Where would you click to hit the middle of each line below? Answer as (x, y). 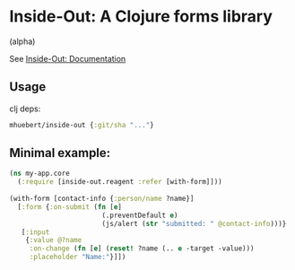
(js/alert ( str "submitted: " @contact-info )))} (194, 223)
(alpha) (22, 41)
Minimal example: (60, 153)
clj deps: (25, 109)
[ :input (35, 232)
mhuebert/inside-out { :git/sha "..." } (82, 125)
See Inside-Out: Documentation (68, 58)
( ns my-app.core (39, 174)
